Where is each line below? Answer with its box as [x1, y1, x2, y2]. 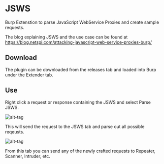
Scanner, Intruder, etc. [5, 153, 50, 159]
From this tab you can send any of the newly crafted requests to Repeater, [5, 148, 156, 154]
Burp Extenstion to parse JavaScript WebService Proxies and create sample [5, 19, 159, 25]
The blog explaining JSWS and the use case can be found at [5, 34, 128, 40]
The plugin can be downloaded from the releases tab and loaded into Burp [5, 66, 157, 72]
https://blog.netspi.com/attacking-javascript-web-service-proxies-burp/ [5, 39, 152, 45]
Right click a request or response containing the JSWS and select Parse [5, 99, 151, 105]
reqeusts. [5, 129, 25, 134]
